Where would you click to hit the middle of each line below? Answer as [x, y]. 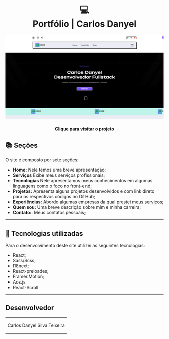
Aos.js [19, 282]
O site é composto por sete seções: [42, 160]
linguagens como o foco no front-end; [52, 186]
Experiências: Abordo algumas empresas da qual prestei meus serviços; [88, 202]
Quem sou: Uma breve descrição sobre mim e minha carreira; [77, 207]
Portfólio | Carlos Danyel [84, 24]
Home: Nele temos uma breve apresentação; [59, 170]
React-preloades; [30, 271]
